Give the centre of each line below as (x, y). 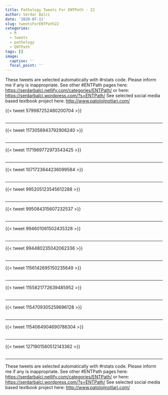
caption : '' (22, 61)
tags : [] (14, 51)
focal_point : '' (26, 65)
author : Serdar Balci (28, 14)
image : (12, 56)
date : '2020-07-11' (25, 19)
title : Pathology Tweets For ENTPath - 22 (50, 10)
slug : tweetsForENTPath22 (32, 24)
